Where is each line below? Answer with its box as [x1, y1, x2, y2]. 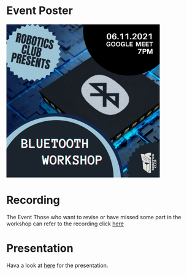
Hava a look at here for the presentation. [6, 262, 109, 269]
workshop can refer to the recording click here [6, 220, 124, 227]
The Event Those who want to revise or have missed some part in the [6, 213, 181, 220]
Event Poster [6, 4, 74, 18]
